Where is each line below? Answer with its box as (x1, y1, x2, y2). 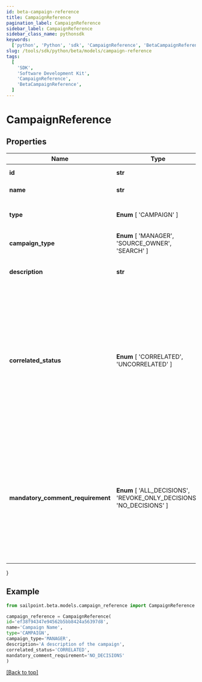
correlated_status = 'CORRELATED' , (6, 647, 90, 653)
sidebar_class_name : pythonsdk (6, 31, 85, 37)
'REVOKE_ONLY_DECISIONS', (116, 493, 200, 502)
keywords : (6, 37, 31, 43)
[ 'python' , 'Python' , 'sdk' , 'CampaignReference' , (11, 43, 141, 49)
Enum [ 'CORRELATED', (116, 352, 183, 361)
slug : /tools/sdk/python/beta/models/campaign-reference (6, 48, 152, 54)
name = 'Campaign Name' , (6, 624, 63, 631)
